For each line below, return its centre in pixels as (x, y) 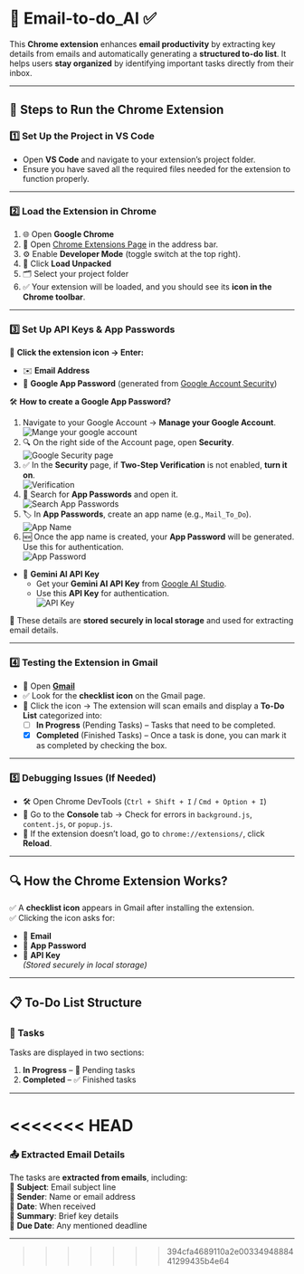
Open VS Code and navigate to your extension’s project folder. (139, 159)
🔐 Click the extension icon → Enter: (77, 353)
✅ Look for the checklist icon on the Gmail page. (114, 695)
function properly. (56, 178)
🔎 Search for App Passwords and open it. (100, 494)
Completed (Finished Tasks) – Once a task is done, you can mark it (161, 735)
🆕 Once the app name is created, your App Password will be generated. (158, 537)
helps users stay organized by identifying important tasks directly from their (152, 63)
